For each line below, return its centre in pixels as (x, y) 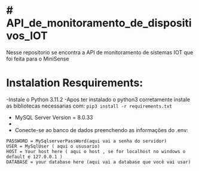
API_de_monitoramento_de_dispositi (99, 23)
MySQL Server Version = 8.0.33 (54, 117)
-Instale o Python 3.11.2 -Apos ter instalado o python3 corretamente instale (98, 99)
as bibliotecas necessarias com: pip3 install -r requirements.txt (89, 106)
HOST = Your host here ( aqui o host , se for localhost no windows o (96, 151)
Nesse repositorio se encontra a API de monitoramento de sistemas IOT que (100, 52)
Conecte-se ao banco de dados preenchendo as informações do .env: (101, 130)
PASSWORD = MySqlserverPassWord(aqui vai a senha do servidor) (87, 141)
